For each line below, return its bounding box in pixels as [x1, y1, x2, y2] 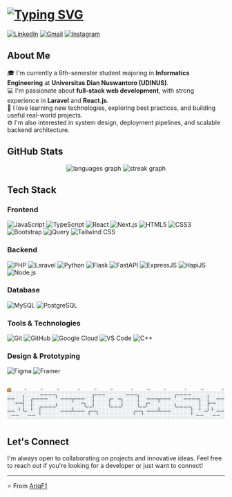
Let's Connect [7, 436, 69, 448]
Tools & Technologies [7, 318, 81, 328]
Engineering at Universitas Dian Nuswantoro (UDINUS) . [7, 78, 169, 86]
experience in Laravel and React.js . [7, 96, 109, 104]
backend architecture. [7, 125, 70, 134]
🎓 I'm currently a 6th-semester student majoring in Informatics [7, 68, 190, 77]
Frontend [7, 205, 39, 214]
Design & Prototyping [7, 351, 81, 361]
